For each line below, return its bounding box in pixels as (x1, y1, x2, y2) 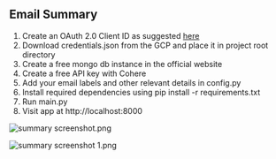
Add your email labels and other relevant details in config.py (21, 77, 241, 87)
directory (21, 49, 56, 60)
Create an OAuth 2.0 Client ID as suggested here (21, 30, 200, 41)
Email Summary (9, 7, 98, 22)
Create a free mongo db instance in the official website (21, 58, 223, 69)
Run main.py (21, 96, 68, 107)
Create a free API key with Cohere (21, 68, 147, 79)
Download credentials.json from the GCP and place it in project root (21, 40, 269, 50)
